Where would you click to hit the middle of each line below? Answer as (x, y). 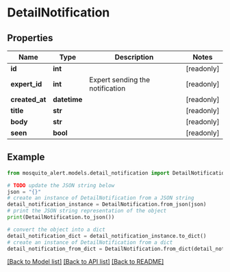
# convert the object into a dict (56, 230)
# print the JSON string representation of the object (87, 211)
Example (26, 157)
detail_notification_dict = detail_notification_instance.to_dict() (107, 236)
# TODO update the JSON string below (61, 185)
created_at (28, 99)
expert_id (26, 84)
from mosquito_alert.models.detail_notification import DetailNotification (117, 173)
